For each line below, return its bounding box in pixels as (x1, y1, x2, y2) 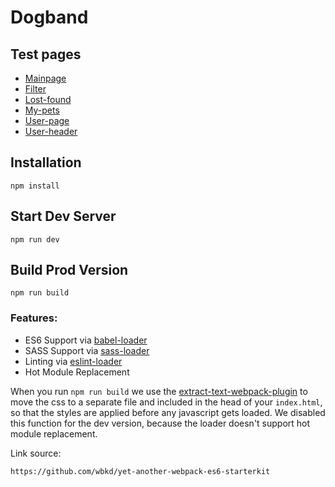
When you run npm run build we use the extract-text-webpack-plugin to (10, 385, 308, 397)
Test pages (10, 46, 82, 63)
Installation (10, 154, 82, 171)
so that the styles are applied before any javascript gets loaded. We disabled (10, 406, 326, 418)
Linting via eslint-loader (24, 355, 123, 367)
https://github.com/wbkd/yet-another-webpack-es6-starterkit (10, 466, 271, 476)
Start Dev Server (10, 208, 117, 225)
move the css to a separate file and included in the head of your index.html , (10, 396, 323, 408)
